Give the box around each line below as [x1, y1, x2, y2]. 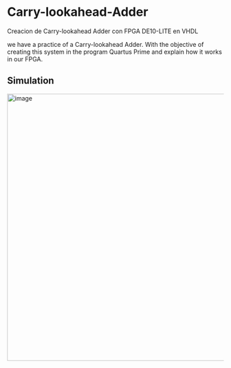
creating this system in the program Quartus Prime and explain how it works [7, 48, 222, 56]
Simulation [7, 75, 54, 87]
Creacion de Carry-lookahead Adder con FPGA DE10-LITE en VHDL [7, 27, 199, 35]
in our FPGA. [7, 54, 43, 63]
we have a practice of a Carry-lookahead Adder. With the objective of [7, 40, 204, 48]
